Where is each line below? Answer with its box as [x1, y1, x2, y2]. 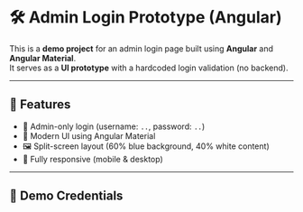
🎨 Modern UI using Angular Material [22, 130, 156, 141]
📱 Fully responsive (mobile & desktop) [22, 153, 164, 164]
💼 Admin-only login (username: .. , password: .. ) [22, 121, 206, 132]
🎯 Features [9, 97, 71, 113]
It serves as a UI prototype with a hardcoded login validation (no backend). [9, 62, 289, 73]
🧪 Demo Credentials [9, 189, 124, 204]
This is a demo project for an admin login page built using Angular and [9, 42, 273, 54]
